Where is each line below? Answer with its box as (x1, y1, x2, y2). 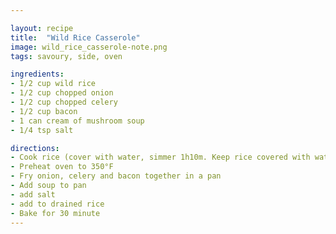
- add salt (10, 189, 56, 200)
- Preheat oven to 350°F (10, 162, 114, 172)
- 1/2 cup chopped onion (10, 88, 114, 98)
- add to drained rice (10, 199, 105, 209)
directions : (10, 143, 60, 153)
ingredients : (10, 69, 65, 80)
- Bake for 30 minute (10, 208, 101, 218)
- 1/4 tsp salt (10, 125, 74, 135)
